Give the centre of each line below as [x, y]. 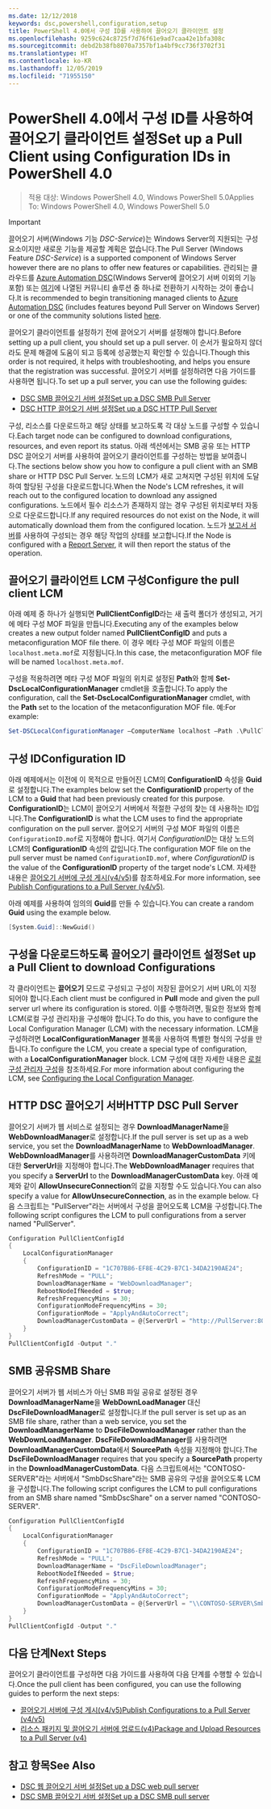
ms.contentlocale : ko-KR [50, 61]
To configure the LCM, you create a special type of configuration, [138, 1049]
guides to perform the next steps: [64, 1693]
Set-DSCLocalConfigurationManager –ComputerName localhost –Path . [124, 731]
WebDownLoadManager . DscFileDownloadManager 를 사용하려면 [118, 1439]
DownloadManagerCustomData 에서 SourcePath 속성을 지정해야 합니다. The [133, 1449]
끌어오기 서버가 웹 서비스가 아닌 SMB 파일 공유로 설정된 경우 [103, 1392]
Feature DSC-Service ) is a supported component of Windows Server [122, 258]
